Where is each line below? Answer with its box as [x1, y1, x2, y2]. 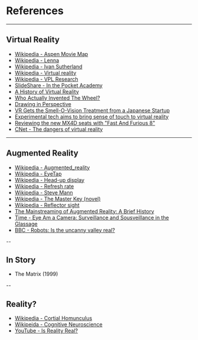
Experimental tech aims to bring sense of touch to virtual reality [14, 113, 169, 120]
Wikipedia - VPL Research [14, 75, 78, 82]
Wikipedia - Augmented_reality [14, 164, 90, 171]
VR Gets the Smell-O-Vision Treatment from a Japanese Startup [14, 107, 170, 114]
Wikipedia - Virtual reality [14, 69, 77, 76]
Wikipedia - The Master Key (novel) [14, 195, 101, 202]
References [6, 4, 64, 18]
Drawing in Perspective [14, 100, 72, 107]
